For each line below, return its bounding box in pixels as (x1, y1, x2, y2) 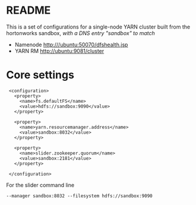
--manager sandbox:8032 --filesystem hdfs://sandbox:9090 (6, 193, 153, 199)
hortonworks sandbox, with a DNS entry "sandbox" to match (6, 29, 156, 36)
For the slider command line (6, 181, 75, 188)
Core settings (6, 68, 74, 82)
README (6, 4, 51, 17)
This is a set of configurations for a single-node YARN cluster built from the (6, 23, 191, 30)
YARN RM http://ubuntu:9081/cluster (14, 47, 105, 54)
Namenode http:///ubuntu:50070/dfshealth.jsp (14, 41, 128, 48)
